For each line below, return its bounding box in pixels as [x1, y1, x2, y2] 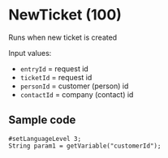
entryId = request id [19, 63, 89, 74]
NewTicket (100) [8, 6, 122, 24]
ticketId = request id [19, 72, 93, 82]
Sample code [8, 113, 76, 127]
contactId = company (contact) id [19, 89, 134, 99]
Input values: [8, 48, 52, 58]
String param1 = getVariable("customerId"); [8, 142, 162, 150]
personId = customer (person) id [19, 81, 129, 91]
